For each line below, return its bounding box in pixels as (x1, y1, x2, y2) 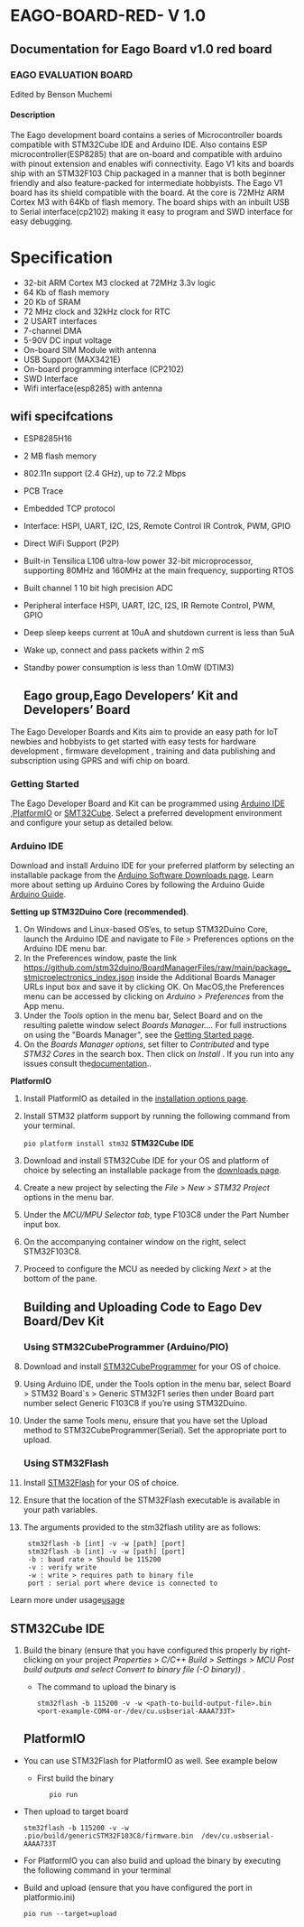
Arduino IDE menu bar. (23, 943, 107, 954)
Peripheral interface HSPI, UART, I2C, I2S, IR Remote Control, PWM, (23, 599, 276, 610)
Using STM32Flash (23, 1457, 109, 1469)
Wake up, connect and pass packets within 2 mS (23, 644, 205, 655)
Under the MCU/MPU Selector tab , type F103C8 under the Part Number (23, 1209, 290, 1220)
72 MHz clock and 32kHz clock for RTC (23, 306, 170, 317)
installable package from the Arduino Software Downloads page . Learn (10, 870, 274, 881)
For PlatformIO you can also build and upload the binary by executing (23, 1855, 281, 1866)
